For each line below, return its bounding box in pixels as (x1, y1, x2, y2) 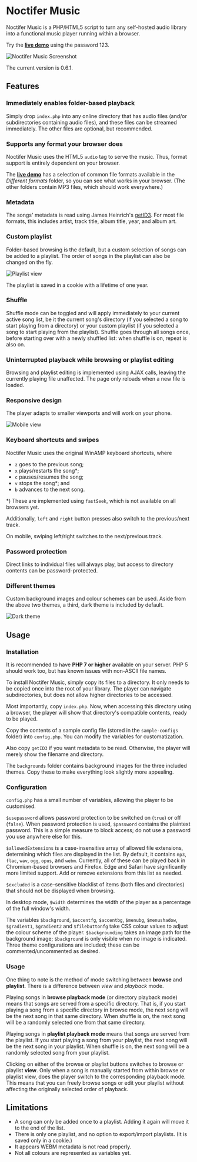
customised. (6, 803, 36, 810)
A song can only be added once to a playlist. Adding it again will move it (14, 1118, 189, 1125)
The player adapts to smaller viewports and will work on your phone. (6, 410, 172, 417)
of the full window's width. (6, 905, 71, 912)
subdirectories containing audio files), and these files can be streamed (6, 119, 178, 126)
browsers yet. (6, 503, 39, 510)
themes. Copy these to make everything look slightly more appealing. (6, 768, 174, 775)
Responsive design (6, 397, 62, 405)
